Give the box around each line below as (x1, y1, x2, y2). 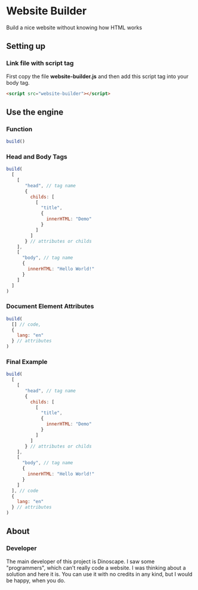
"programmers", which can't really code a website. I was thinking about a (6, 564, 186, 571)
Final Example (6, 357, 48, 366)
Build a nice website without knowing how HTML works (6, 24, 143, 31)
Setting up (6, 41, 46, 51)
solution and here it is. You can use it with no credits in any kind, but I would (6, 570, 193, 577)
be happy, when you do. (6, 577, 66, 584)
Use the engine (6, 107, 64, 117)
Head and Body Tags (6, 152, 67, 160)
